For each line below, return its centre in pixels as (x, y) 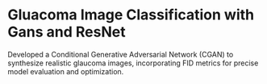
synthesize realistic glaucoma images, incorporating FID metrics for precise (133, 63)
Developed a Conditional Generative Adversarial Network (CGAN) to (121, 54)
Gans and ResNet (67, 32)
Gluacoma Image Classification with (131, 15)
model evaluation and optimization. (66, 71)
